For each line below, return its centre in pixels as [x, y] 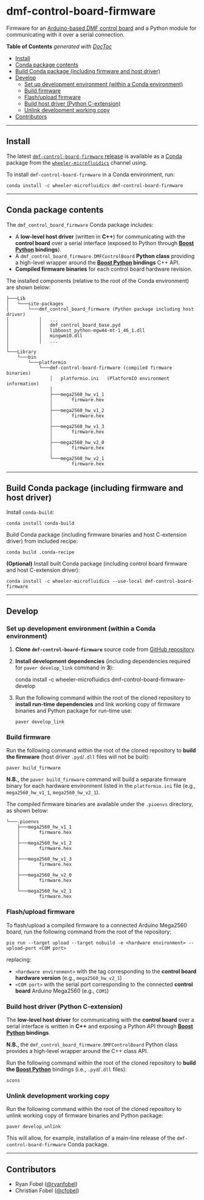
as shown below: [27, 811]
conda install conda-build [40, 523]
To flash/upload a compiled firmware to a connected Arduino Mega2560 [97, 925]
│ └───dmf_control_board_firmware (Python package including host [100, 309]
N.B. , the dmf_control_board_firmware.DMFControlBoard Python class [92, 1045]
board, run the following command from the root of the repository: [89, 932]
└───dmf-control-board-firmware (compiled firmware [105, 368]
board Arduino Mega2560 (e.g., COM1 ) [62, 991]
